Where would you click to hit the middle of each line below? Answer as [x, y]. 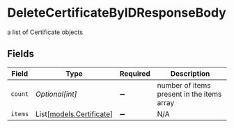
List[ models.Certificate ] [74, 114]
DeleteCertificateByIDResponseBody [117, 13]
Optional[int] [56, 94]
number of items [184, 85]
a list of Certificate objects [45, 32]
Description [190, 73]
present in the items [189, 94]
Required [135, 73]
